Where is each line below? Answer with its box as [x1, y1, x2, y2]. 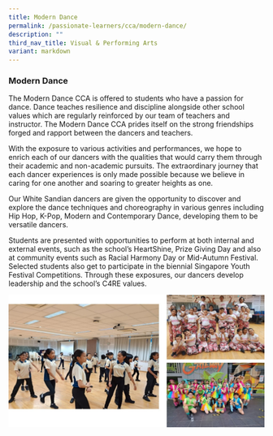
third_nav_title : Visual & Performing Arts [8, 39, 158, 47]
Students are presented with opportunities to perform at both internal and [8, 235, 254, 245]
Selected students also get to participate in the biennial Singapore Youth [8, 261, 250, 271]
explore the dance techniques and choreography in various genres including [8, 203, 264, 213]
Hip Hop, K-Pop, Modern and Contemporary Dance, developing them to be [8, 211, 258, 221]
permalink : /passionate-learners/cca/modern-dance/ [8, 21, 187, 30]
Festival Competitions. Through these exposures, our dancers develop [8, 270, 244, 280]
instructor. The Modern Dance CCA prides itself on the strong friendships [8, 119, 254, 129]
